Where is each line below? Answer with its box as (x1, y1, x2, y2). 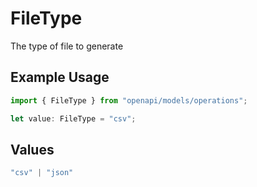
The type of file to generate (10, 40, 124, 52)
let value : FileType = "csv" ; (10, 113, 137, 124)
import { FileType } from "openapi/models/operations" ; (10, 95, 248, 106)
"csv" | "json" (10, 168, 74, 178)
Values (10, 141, 55, 158)
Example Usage (10, 69, 110, 86)
